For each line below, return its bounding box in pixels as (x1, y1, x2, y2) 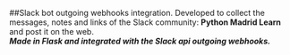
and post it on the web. (9, 27, 94, 36)
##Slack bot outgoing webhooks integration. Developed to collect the (9, 8, 266, 18)
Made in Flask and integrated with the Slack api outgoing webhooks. (9, 35, 271, 46)
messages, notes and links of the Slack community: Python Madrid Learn (9, 17, 282, 27)
